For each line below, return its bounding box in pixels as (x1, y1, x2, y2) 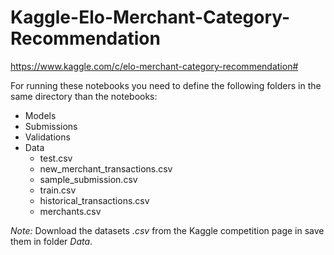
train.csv (39, 184, 77, 196)
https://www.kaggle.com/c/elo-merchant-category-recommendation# (10, 60, 299, 72)
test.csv (39, 152, 73, 164)
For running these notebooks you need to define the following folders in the (10, 79, 322, 91)
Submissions (24, 120, 78, 132)
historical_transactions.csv (39, 194, 150, 206)
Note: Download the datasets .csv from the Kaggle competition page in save (10, 224, 325, 236)
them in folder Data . (10, 235, 93, 247)
